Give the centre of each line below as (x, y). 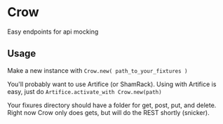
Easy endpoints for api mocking (53, 32)
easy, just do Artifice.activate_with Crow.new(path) (85, 91)
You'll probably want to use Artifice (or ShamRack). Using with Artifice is (112, 84)
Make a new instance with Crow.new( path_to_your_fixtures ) (97, 70)
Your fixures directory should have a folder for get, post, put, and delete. (112, 105)
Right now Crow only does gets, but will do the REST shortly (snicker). (108, 112)
